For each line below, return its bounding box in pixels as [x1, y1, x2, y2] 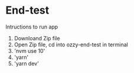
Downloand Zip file [14, 34, 60, 42]
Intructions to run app [5, 23, 58, 30]
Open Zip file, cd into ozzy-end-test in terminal [14, 41, 128, 48]
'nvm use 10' [14, 47, 45, 54]
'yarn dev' [14, 60, 39, 67]
